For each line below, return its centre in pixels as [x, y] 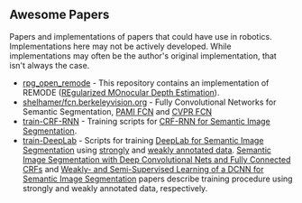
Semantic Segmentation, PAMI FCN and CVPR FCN [117, 111]
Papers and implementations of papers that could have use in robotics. [141, 36]
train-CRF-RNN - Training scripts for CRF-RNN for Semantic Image [146, 121]
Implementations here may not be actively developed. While [120, 46]
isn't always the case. [50, 65]
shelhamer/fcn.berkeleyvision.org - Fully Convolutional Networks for [149, 102]
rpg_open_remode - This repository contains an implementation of [146, 83]
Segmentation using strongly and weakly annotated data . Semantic [147, 150]
